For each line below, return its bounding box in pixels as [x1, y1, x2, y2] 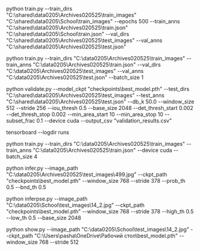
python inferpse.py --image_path [6, 195, 88, 202]
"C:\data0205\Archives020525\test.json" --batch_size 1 [6, 74, 144, 81]
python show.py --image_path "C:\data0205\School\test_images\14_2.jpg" [6, 226, 189, 232]
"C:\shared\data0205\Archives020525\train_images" [6, 11, 137, 19]
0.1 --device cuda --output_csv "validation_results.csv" [36, 117, 172, 124]
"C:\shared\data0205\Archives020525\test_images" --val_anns [6, 37, 163, 44]
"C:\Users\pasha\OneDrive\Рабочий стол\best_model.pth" [34, 232, 178, 239]
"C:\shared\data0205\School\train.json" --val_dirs [6, 30, 130, 38]
